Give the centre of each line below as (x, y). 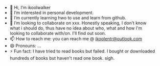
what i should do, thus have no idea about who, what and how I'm (76, 28)
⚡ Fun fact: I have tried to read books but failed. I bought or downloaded (82, 51)
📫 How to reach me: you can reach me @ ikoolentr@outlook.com (76, 39)
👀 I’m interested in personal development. (52, 13)
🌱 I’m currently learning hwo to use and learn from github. (68, 18)
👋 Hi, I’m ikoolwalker (30, 8)
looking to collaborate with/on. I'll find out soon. (58, 33)
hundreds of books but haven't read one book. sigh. (62, 58)
